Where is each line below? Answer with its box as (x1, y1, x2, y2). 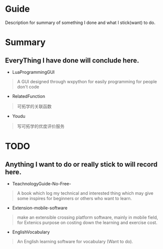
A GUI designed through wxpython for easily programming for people (17, 78, 157, 84)
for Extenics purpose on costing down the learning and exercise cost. (17, 219, 158, 226)
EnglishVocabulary (12, 229, 50, 235)
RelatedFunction (12, 93, 46, 99)
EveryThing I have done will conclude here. (5, 56, 140, 65)
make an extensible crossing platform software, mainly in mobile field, (17, 214, 158, 220)
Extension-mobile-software (12, 204, 68, 211)
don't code (17, 84, 39, 90)
